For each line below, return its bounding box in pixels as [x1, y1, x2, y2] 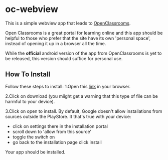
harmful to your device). [5, 98, 55, 104]
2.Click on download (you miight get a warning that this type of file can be [5, 93, 158, 99]
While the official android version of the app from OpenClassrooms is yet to [5, 50, 162, 56]
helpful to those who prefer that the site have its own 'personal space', [5, 35, 151, 41]
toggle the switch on [12, 134, 55, 140]
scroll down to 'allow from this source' [12, 128, 92, 134]
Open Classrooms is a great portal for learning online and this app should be [5, 30, 163, 36]
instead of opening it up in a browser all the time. [5, 40, 106, 46]
